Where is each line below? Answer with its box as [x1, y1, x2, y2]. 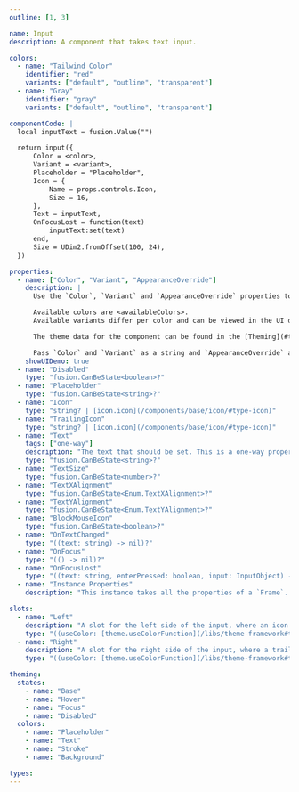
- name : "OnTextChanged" [17, 530, 109, 539]
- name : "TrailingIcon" [17, 415, 105, 424]
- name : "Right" [17, 637, 77, 646]
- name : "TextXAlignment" [17, 481, 114, 489]
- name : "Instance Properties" [17, 580, 133, 589]
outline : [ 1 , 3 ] [9, 12, 69, 22]
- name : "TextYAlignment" [17, 497, 114, 506]
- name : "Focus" [25, 703, 86, 712]
